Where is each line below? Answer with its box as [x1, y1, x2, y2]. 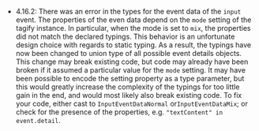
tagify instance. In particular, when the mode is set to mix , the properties [15, 24, 251, 32]
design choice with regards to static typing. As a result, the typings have [15, 40, 251, 50]
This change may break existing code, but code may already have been [15, 57, 249, 66]
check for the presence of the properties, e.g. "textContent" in [15, 107, 223, 117]
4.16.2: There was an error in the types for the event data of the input [15, 7, 242, 16]
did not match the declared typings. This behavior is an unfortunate [15, 32, 235, 41]
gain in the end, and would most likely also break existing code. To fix [15, 91, 242, 99]
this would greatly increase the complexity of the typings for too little [15, 82, 240, 92]
